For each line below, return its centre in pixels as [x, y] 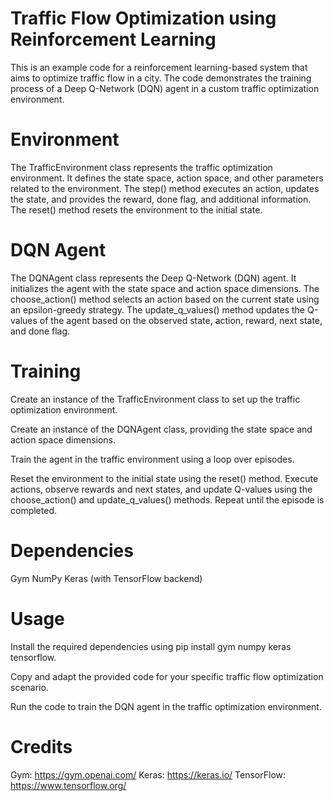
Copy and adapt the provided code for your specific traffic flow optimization [167, 676]
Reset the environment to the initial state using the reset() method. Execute [164, 478]
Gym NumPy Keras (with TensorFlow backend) [106, 578]
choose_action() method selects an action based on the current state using [165, 299]
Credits [41, 746]
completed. [33, 510]
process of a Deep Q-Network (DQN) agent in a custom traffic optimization [165, 88]
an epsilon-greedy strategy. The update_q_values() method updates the [157, 309]
